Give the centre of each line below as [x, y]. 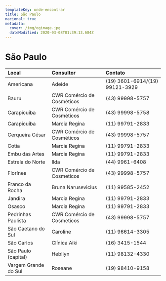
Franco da [19, 184]
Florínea [17, 173]
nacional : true [21, 19]
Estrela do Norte [26, 162]
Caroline [62, 232]
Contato [115, 73]
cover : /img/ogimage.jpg [35, 28]
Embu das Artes [26, 154]
